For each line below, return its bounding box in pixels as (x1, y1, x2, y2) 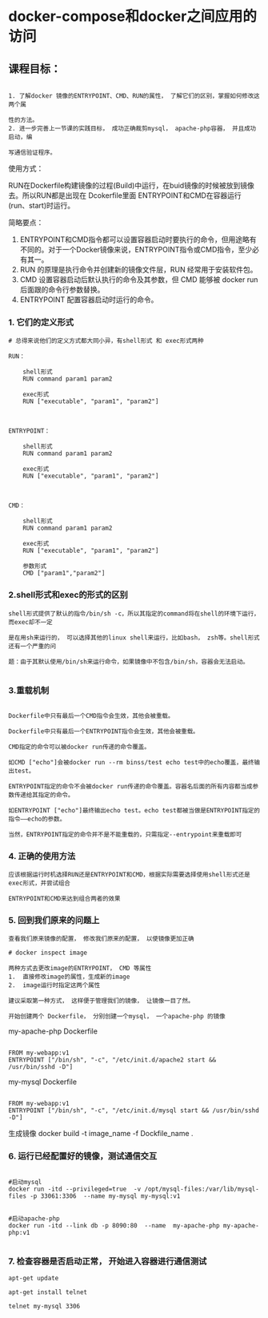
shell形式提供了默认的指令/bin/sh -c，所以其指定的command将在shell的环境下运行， (8, 610, 260, 618)
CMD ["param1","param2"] (22, 570, 106, 578)
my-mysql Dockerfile (8, 1077, 78, 1086)
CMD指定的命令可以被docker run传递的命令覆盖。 (8, 743, 150, 751)
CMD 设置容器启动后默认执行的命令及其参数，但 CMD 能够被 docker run (19, 275, 258, 284)
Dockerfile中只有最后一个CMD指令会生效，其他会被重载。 (8, 711, 174, 719)
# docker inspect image (8, 949, 88, 957)
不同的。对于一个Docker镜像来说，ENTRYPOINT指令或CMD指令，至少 (19, 245, 253, 254)
